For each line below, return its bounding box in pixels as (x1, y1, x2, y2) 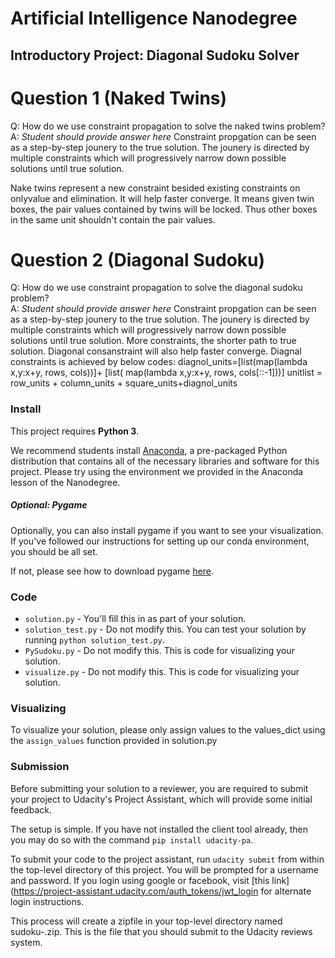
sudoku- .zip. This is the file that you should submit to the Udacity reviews (10, 925, 313, 937)
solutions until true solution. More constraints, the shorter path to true (10, 335, 297, 347)
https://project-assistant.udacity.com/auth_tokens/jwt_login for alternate (13, 885, 312, 897)
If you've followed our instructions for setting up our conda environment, (10, 535, 310, 547)
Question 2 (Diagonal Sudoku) (10, 248, 266, 271)
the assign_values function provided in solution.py (10, 735, 218, 747)
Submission (10, 760, 70, 774)
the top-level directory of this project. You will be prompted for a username (10, 863, 319, 876)
